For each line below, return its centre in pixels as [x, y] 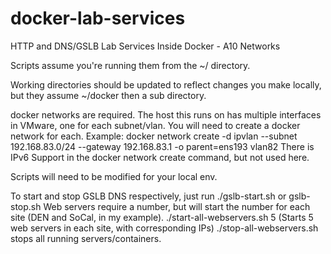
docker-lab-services [98, 18]
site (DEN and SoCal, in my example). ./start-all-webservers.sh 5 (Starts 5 [162, 217]
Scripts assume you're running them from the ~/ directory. [130, 65]
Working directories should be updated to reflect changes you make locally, [166, 84]
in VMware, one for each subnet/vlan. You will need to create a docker [155, 125]
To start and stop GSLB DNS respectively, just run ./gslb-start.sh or [148, 196]
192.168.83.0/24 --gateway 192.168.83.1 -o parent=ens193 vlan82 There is [162, 146]
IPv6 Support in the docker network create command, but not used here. [160, 157]
